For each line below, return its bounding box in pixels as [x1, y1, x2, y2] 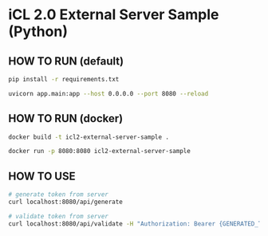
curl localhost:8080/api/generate [8, 198, 124, 206]
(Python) [8, 22, 68, 41]
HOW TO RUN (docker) [8, 112, 124, 125]
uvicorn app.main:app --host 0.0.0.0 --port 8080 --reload [8, 89, 209, 97]
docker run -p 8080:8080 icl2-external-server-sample [8, 147, 191, 155]
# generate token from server [8, 191, 109, 199]
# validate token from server [8, 212, 109, 220]
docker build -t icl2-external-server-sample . [8, 133, 170, 141]
